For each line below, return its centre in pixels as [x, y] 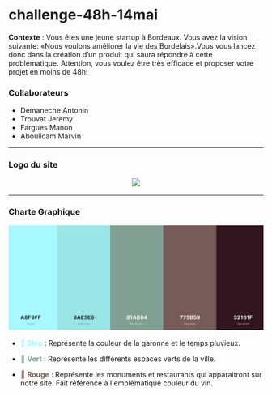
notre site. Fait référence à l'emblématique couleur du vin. [116, 383]
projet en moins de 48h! [48, 71]
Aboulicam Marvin [51, 136]
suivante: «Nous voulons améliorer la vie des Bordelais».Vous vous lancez [132, 45]
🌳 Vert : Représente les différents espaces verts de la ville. [118, 359]
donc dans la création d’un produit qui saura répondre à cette [110, 54]
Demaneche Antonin [54, 110]
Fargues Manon [46, 128]
